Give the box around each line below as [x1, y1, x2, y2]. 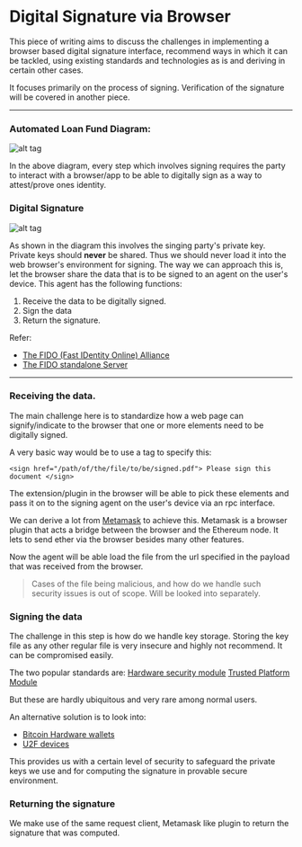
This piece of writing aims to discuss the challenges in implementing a [9, 36, 270, 47]
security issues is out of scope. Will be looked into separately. [31, 587, 261, 599]
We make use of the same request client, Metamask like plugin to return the [9, 818, 289, 829]
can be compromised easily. [9, 650, 114, 661]
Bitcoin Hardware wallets [22, 729, 115, 740]
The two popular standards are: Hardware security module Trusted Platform [9, 667, 290, 678]
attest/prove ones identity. [9, 180, 107, 191]
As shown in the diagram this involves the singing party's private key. [9, 240, 266, 251]
